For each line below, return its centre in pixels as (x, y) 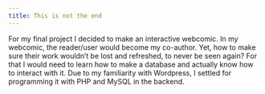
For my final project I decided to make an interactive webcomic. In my (123, 39)
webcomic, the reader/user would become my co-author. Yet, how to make (132, 47)
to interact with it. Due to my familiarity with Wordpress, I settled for (120, 72)
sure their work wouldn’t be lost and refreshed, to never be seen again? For (133, 55)
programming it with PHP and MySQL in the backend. (96, 81)
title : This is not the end (55, 16)
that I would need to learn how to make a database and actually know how (131, 64)
